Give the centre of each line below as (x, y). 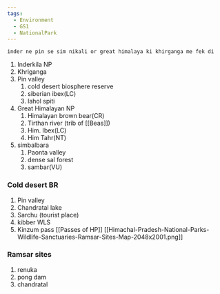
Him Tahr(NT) (47, 138)
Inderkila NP (34, 65)
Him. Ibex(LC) (47, 130)
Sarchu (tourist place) (48, 215)
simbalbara (33, 145)
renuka (27, 269)
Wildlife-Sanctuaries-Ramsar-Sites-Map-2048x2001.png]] (100, 237)
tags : (15, 13)
